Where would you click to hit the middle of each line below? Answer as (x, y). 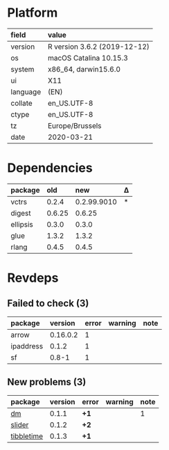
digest (21, 213)
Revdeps (33, 278)
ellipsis (22, 224)
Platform (33, 13)
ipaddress (27, 346)
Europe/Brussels (74, 125)
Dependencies (50, 168)
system (23, 69)
